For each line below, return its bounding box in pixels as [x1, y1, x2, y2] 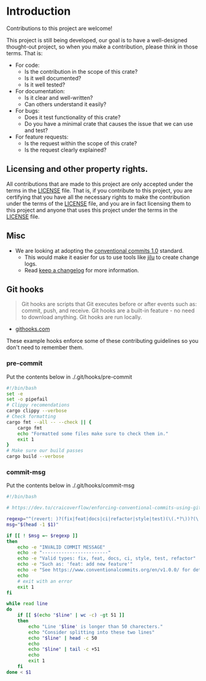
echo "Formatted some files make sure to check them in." [17, 431, 169, 437]
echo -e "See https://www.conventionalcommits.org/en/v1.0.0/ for [17, 567, 191, 573]
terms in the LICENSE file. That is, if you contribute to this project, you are [6, 187, 193, 194]
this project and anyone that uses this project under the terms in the [6, 206, 178, 214]
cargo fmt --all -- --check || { [6, 419, 92, 425]
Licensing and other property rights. [6, 164, 148, 174]
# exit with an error [17, 578, 72, 584]
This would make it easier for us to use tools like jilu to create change [24, 253, 199, 261]
